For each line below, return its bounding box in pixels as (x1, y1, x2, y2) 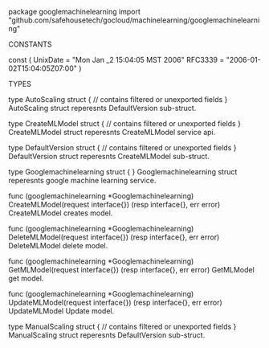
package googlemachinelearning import (8, 7, 141, 16)
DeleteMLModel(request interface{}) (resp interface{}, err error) (8, 232, 220, 242)
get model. (8, 273, 44, 283)
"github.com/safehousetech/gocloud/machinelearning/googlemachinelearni (8, 15, 260, 25)
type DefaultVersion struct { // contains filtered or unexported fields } (8, 143, 237, 152)
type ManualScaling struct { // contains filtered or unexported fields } (8, 321, 237, 331)
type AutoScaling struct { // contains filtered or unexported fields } (8, 95, 228, 104)
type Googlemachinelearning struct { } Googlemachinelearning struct (8, 167, 238, 176)
